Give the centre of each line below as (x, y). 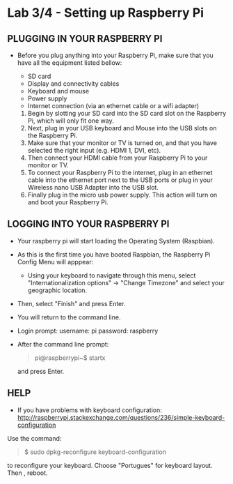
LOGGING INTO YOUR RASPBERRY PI (88, 224)
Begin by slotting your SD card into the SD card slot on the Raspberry (127, 113)
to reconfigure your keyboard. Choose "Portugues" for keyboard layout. (110, 465)
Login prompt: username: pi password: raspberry (88, 331)
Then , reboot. (27, 473)
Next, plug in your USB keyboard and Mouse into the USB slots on (122, 128)
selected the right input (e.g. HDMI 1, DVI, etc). (94, 150)
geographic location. (57, 290)
